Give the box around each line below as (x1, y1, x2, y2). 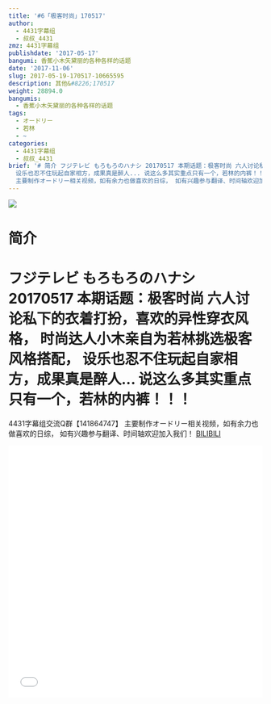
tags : (8, 110, 27, 118)
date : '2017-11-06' (8, 65, 74, 73)
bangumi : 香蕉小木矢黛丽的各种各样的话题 (8, 57, 131, 65)
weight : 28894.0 (8, 86, 63, 95)
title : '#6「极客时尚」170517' (8, 11, 106, 20)
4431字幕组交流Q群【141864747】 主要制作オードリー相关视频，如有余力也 (8, 419, 259, 428)
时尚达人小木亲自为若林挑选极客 (40, 330, 252, 348)
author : (8, 19, 35, 27)
